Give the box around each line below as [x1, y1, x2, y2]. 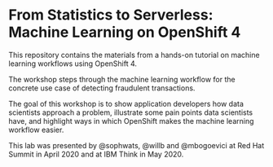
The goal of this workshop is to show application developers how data [8, 99, 244, 108]
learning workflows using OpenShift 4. [8, 59, 137, 68]
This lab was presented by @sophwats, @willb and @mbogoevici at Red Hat [8, 140, 265, 150]
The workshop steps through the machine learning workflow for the [8, 74, 236, 84]
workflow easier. [8, 125, 64, 134]
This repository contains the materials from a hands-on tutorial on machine [8, 50, 260, 59]
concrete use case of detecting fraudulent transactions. [8, 83, 196, 93]
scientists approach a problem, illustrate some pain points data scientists [8, 108, 253, 117]
